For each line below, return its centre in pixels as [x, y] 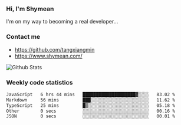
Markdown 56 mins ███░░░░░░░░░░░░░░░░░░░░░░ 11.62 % [91, 100]
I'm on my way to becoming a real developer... [62, 22]
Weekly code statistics [40, 82]
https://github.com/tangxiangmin [55, 49]
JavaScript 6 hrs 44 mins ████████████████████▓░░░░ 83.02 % [91, 94]
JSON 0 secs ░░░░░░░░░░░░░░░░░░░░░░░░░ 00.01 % [91, 116]
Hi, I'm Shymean [30, 9]
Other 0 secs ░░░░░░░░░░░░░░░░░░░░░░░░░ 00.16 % [91, 111]
